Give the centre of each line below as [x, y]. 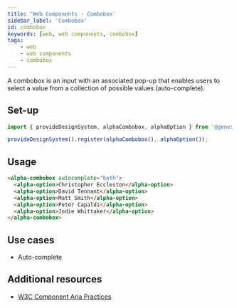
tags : [15, 41]
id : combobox [27, 27]
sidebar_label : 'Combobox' [47, 21]
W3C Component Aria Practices [64, 297]
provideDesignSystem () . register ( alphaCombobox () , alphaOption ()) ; [108, 139]
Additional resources [55, 279]
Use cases [31, 240]
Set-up [23, 111]
